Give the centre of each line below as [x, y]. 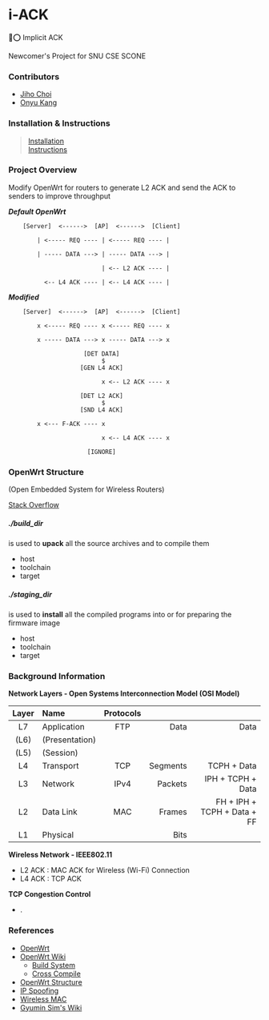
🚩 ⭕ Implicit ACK [36, 37]
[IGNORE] [101, 452]
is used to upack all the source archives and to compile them [109, 544]
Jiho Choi [36, 94]
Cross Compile [56, 974]
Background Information [57, 676]
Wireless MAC [43, 999]
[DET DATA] [102, 354]
